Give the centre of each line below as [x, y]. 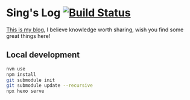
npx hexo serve [25, 91]
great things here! [28, 36]
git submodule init [31, 80]
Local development [43, 55]
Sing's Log [33, 13]
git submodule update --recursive [50, 86]
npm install [21, 74]
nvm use [16, 69]
